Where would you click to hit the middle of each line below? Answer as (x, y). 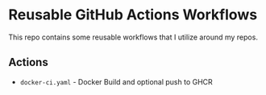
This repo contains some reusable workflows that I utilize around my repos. (133, 37)
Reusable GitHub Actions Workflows (133, 15)
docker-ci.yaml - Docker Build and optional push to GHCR (116, 81)
